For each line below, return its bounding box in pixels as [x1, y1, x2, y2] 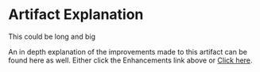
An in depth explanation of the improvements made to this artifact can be [8, 47, 248, 56]
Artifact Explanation [8, 6, 144, 24]
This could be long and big [8, 32, 96, 41]
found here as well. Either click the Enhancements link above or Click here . [8, 55, 253, 65]
